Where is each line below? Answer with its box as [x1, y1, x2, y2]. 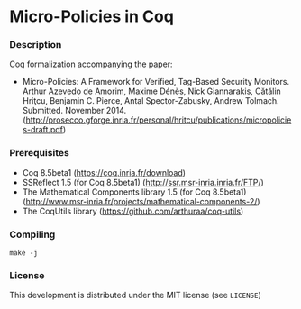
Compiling [9, 228, 56, 241]
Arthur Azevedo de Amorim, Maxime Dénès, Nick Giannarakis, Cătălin [22, 86, 281, 96]
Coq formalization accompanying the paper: [9, 59, 173, 69]
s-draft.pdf [22, 124, 63, 135]
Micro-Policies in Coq [9, 6, 174, 27]
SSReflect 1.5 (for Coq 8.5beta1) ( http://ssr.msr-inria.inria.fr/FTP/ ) [22, 177, 264, 187]
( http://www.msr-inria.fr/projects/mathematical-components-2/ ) [22, 195, 260, 206]
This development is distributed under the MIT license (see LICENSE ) [9, 290, 261, 301]
